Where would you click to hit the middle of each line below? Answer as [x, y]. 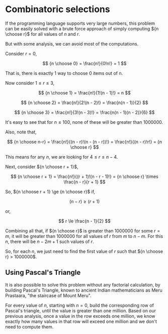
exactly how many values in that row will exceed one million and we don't [81, 321]
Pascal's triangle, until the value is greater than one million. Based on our [81, 311]
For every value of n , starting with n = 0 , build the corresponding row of [80, 305]
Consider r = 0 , [21, 54]
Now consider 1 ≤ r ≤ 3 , [30, 83]
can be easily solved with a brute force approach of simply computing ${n [82, 28]
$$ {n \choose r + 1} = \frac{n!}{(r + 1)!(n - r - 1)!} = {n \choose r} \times [85, 176]
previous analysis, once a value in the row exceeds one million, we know [80, 316]
